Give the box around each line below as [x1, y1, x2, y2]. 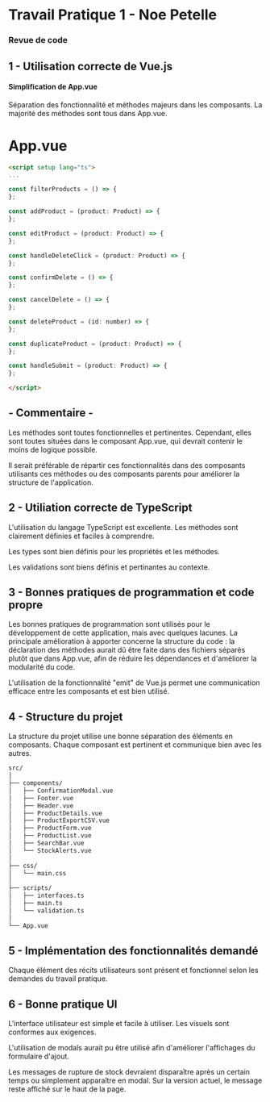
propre [8, 599, 43, 612]
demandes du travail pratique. [8, 974, 108, 983]
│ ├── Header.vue [8, 801, 74, 810]
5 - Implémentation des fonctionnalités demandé [8, 944, 259, 958]
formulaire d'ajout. [8, 1051, 70, 1062]
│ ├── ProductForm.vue [8, 824, 92, 833]
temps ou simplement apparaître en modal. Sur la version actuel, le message [8, 1075, 263, 1086]
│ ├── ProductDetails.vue [8, 809, 103, 817]
